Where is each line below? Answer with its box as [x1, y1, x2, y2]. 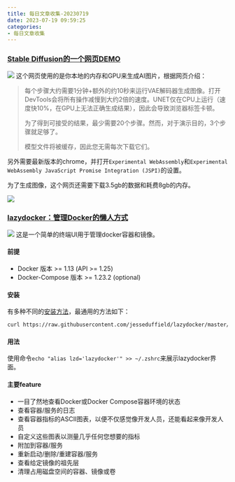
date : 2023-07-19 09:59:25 [7, 17, 86, 24]
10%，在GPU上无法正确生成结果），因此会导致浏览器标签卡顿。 [36, 104, 219, 112]
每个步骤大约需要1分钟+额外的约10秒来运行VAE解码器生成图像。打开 [24, 86, 222, 94]
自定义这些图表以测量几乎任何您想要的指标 [17, 432, 141, 441]
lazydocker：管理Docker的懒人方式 [7, 213, 129, 222]
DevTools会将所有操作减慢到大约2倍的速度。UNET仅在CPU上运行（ [24, 95, 220, 104]
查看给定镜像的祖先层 [17, 458, 79, 467]
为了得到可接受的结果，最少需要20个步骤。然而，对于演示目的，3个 [24, 118, 220, 127]
